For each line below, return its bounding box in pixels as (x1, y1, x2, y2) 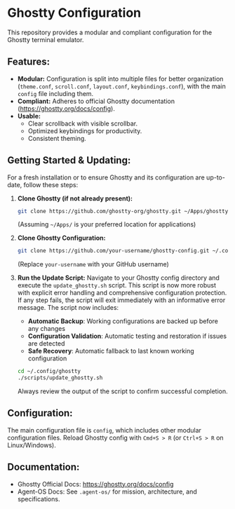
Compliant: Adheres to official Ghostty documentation (17, 97, 175, 105)
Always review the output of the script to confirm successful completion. (17, 387, 228, 395)
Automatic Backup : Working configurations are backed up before (27, 317, 219, 325)
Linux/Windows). (7, 440, 56, 449)
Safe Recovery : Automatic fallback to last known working (27, 347, 194, 355)
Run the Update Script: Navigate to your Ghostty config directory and (17, 273, 220, 282)
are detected (27, 339, 65, 348)
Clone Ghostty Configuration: (17, 233, 106, 243)
